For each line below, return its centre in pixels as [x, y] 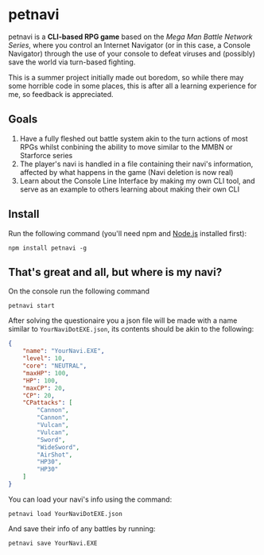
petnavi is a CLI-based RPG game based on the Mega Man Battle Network [130, 37]
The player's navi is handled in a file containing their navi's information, [136, 164]
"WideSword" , [58, 447]
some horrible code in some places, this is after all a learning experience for [132, 86]
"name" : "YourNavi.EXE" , [64, 351]
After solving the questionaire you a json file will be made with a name [123, 320]
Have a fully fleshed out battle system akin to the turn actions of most [134, 138]
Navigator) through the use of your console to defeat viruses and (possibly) [132, 53]
